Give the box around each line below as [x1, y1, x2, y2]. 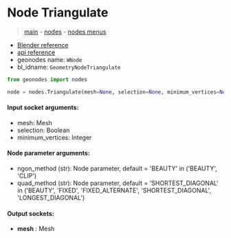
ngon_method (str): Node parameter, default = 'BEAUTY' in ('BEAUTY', [16, 164, 218, 173]
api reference [16, 48, 56, 56]
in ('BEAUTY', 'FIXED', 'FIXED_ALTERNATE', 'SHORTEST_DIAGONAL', [16, 186, 212, 195]
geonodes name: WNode [16, 55, 82, 63]
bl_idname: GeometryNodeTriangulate [16, 63, 121, 71]
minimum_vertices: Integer [16, 133, 92, 142]
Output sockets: [7, 209, 54, 217]
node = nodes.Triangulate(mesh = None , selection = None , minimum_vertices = [7, 88, 220, 96]
